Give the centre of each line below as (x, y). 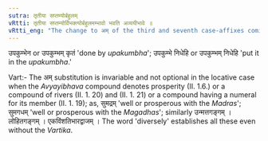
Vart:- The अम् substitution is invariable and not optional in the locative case (132, 77)
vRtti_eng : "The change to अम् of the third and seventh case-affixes (126, 30)
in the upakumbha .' (40, 62)
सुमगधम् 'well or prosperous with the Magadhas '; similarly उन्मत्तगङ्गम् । (120, 112)
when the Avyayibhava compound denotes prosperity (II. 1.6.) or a (117, 86)
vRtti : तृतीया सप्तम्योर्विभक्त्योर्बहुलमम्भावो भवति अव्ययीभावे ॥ (81, 23)
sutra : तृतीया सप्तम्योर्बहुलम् (43, 16)
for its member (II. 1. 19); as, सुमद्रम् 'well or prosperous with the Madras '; (125, 104)
